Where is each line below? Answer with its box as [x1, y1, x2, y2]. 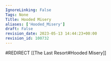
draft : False [5, 26, 33, 32]
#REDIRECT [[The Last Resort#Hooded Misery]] [5, 49, 106, 56]
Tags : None [5, 12, 29, 17]
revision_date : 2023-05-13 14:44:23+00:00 [5, 31, 97, 36]
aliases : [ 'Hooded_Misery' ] [5, 21, 65, 27]
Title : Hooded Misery [5, 17, 52, 22]
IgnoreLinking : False [5, 7, 52, 13]
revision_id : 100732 [5, 36, 50, 41]
